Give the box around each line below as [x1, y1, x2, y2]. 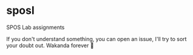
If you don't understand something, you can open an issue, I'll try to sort [6, 35, 187, 42]
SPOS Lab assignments [6, 24, 65, 31]
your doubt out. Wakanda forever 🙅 [6, 42, 94, 49]
